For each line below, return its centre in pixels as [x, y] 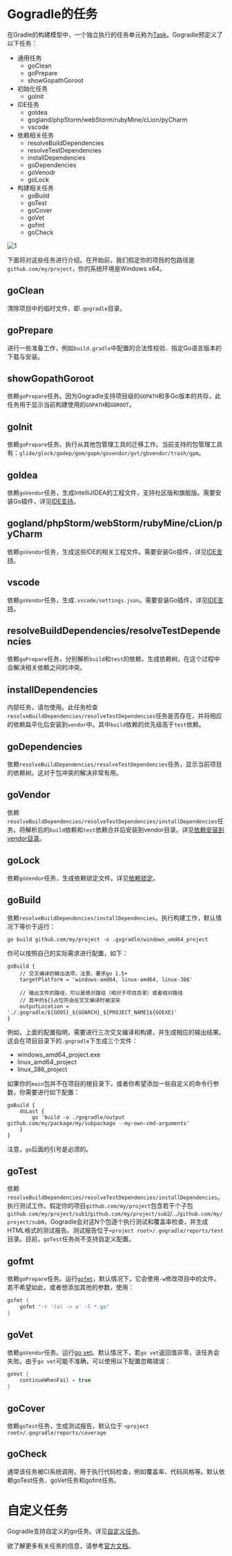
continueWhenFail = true [55, 1381]
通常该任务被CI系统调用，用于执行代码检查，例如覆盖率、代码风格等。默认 [113, 1471]
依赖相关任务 [35, 135]
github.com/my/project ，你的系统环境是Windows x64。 [86, 268]
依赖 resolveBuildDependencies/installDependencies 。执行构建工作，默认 [112, 918]
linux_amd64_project [47, 1062]
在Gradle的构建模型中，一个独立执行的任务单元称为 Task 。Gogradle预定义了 [115, 35]
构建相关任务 [35, 188]
